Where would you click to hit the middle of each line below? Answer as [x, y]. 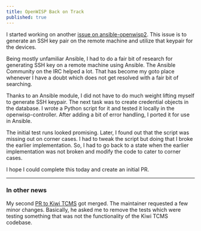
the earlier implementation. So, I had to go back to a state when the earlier [98, 145]
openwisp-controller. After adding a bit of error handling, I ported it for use [98, 115]
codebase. [19, 222]
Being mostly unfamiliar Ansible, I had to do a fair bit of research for [89, 58]
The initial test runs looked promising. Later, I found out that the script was [98, 133]
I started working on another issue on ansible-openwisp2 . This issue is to [97, 34]
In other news [26, 190]
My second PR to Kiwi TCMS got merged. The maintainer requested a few [97, 203]
